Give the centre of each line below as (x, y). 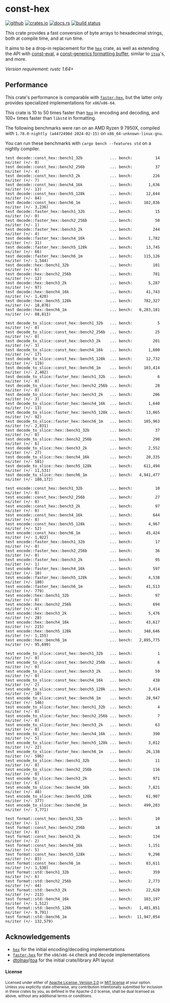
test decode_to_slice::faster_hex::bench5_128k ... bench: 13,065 (82, 412)
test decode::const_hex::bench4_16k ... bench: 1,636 (82, 185)
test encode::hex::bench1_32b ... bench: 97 (82, 595)
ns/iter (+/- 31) (24, 243)
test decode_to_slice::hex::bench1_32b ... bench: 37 (82, 430)
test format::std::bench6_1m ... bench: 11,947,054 (82, 917)
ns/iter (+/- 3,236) (27, 207)
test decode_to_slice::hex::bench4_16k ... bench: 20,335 (82, 457)
